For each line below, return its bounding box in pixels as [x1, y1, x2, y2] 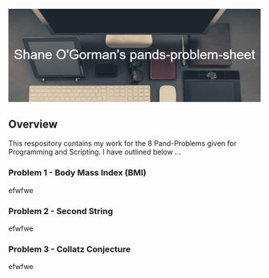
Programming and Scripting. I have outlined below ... [8, 147, 182, 157]
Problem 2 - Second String [8, 205, 114, 216]
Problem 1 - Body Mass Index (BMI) [8, 167, 147, 179]
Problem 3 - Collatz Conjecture [8, 244, 131, 255]
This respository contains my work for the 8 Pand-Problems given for [8, 139, 237, 148]
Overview [8, 118, 58, 131]
